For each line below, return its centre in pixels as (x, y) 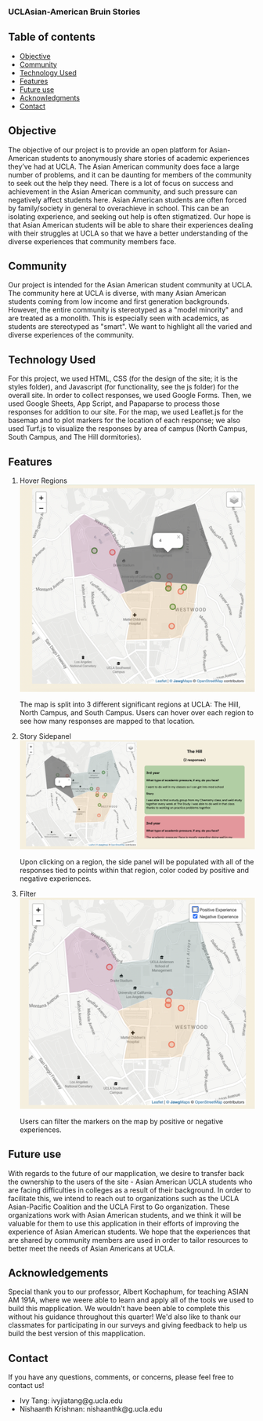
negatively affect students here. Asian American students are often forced (127, 199)
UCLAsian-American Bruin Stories (74, 12)
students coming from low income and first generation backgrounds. (119, 301)
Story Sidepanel (45, 736)
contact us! (26, 1386)
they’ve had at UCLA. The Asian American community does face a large (124, 166)
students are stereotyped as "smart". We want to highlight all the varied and (130, 327)
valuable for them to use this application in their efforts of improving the (124, 1223)
